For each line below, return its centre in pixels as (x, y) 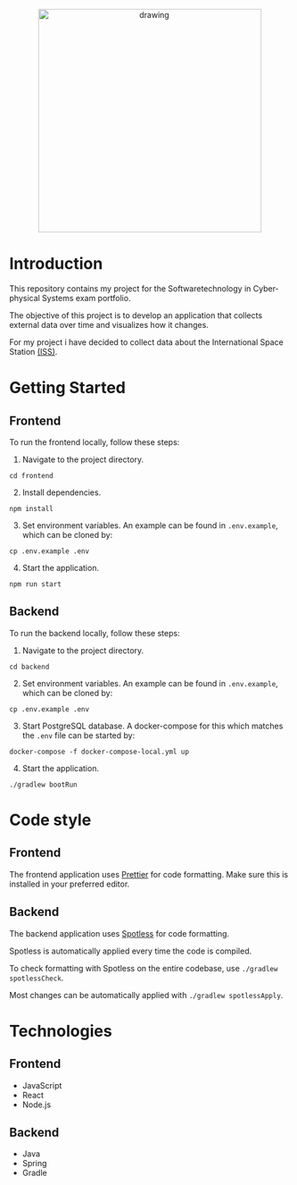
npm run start (36, 584)
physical (25, 298)
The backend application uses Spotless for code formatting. (120, 933)
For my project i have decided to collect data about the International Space (146, 342)
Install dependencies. (62, 492)
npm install (31, 508)
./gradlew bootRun (43, 785)
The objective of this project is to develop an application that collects (136, 315)
